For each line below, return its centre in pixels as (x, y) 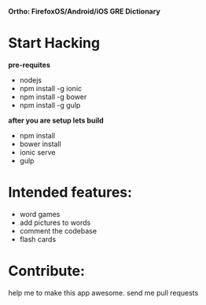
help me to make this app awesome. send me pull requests (103, 292)
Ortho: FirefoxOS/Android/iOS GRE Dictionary (85, 11)
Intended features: (70, 193)
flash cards (38, 239)
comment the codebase (58, 230)
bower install (40, 144)
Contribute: (46, 271)
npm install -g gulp (50, 105)
